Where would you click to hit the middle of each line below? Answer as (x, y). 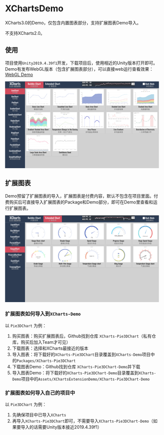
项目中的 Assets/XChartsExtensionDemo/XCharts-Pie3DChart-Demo (85, 379)
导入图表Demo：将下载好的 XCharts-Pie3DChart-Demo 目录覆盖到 (75, 373)
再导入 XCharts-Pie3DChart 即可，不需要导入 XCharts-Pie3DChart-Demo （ (83, 421)
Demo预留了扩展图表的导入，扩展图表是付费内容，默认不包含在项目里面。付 (82, 196)
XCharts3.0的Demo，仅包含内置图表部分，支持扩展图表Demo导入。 (73, 23)
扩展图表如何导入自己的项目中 (40, 393)
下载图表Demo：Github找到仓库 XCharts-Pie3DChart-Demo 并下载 (76, 366)
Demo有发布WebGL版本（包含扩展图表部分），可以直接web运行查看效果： (79, 69)
